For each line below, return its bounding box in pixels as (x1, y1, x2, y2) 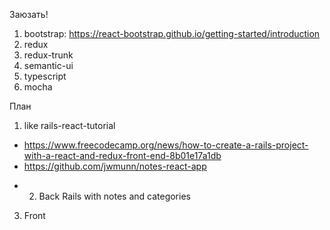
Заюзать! (9, 9, 49, 20)
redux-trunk (23, 49, 74, 61)
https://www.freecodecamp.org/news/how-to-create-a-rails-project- (23, 139, 309, 151)
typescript (23, 70, 67, 82)
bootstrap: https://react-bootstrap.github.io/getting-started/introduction (23, 28, 321, 39)
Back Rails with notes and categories (38, 190, 191, 202)
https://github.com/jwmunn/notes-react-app (23, 160, 207, 172)
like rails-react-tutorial (23, 120, 116, 131)
